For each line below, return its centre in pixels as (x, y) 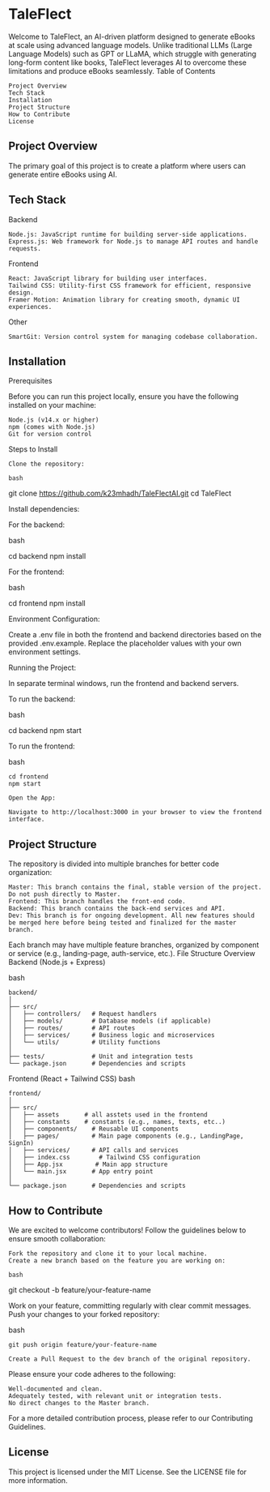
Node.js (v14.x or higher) (54, 420)
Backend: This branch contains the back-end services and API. (117, 909)
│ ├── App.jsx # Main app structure (88, 1164)
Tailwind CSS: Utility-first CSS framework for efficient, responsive (130, 285)
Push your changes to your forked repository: (84, 1314)
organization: (30, 872)
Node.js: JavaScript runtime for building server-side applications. (128, 234)
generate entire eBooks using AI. (63, 174)
